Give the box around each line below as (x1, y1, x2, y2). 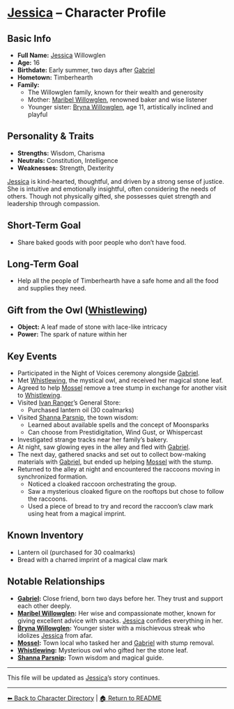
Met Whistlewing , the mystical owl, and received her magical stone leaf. (17, 376, 224, 384)
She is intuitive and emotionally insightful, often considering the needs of (7, 185, 217, 193)
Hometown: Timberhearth (17, 73, 93, 81)
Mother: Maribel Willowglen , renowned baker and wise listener (27, 95, 208, 104)
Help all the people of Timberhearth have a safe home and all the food (17, 276, 219, 285)
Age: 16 (17, 59, 40, 67)
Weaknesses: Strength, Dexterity (17, 164, 114, 172)
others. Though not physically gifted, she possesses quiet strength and (7, 192, 212, 200)
